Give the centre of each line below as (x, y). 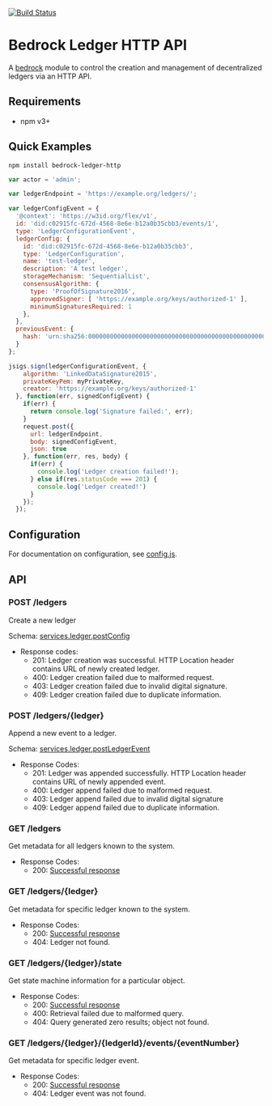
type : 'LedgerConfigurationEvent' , (76, 231)
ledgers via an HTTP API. (50, 76)
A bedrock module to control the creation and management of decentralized (135, 67)
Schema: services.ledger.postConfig (69, 636)
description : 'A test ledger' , (76, 269)
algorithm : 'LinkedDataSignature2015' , (90, 374)
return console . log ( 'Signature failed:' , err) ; (112, 412)
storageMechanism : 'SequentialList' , (87, 276)
